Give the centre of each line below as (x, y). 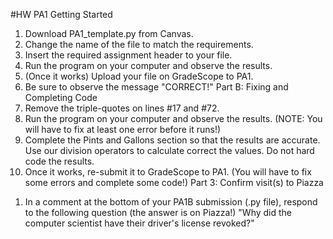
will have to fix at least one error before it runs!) (123, 129)
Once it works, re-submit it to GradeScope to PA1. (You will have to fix (168, 172)
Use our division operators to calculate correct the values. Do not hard (169, 150)
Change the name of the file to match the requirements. (139, 44)
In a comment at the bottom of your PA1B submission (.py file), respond (171, 202)
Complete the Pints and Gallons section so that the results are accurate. (172, 140)
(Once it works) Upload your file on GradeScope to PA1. (139, 76)
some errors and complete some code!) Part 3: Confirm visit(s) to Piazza (174, 182)
